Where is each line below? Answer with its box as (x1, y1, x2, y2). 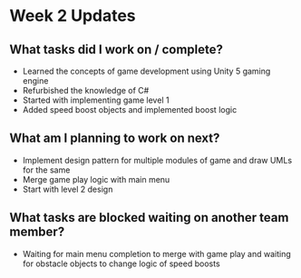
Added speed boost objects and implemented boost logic (22, 104, 238, 114)
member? (9, 224, 65, 240)
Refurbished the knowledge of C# (22, 85, 150, 95)
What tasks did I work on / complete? (9, 42, 224, 57)
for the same (22, 164, 71, 175)
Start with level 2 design (22, 184, 113, 194)
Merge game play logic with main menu (22, 174, 170, 184)
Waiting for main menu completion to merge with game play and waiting (22, 248, 292, 259)
